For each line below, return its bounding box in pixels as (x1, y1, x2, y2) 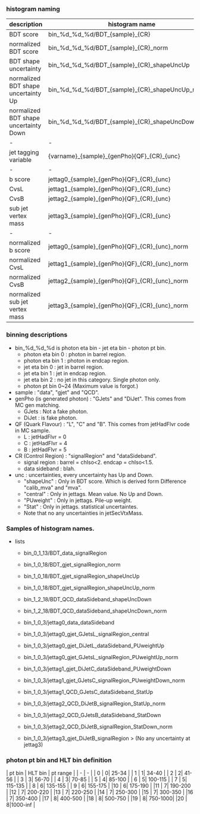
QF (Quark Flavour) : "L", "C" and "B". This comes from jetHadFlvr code (14, 420, 190, 427)
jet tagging (9, 148, 39, 157)
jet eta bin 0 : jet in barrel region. (23, 363, 104, 371)
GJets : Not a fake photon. (23, 408, 88, 415)
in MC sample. (14, 427, 51, 434)
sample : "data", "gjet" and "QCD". (14, 388, 99, 396)
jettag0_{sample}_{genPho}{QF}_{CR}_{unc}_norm (48, 243, 189, 251)
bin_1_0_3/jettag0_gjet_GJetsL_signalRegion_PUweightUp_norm (23, 653, 179, 660)
